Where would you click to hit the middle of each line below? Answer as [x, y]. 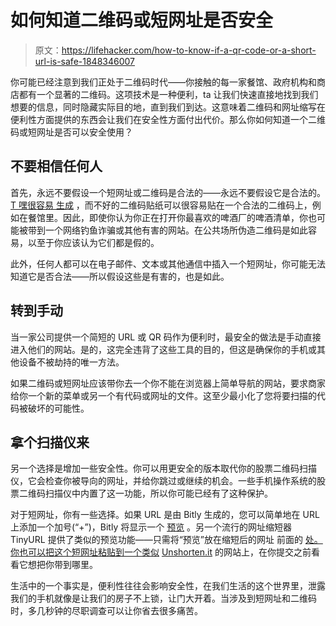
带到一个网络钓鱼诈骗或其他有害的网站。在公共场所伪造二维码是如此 [167, 230]
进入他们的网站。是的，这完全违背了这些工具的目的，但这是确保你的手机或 [163, 349]
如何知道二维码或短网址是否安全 [142, 20]
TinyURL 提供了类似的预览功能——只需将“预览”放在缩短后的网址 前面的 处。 [166, 540]
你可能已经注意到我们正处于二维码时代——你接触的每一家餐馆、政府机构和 [163, 82]
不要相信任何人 [56, 166]
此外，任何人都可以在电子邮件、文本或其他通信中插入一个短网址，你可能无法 [168, 263]
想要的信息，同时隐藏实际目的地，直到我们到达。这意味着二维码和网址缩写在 [168, 107]
